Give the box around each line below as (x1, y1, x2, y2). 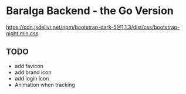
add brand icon (14, 69, 52, 76)
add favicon (14, 62, 44, 69)
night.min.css (6, 29, 39, 36)
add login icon (14, 75, 49, 82)
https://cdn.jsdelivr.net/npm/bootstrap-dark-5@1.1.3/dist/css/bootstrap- (6, 23, 180, 31)
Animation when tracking (14, 81, 75, 88)
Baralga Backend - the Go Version (6, 4, 174, 18)
